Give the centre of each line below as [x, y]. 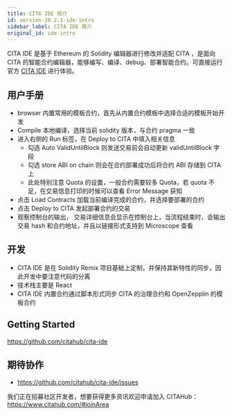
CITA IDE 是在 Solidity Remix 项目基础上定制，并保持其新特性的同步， [116, 267]
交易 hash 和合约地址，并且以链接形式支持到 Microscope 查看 [105, 226]
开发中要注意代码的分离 [57, 276]
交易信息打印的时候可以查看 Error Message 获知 [114, 191]
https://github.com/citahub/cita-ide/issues [78, 382]
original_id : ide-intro [42, 33]
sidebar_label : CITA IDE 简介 [50, 26]
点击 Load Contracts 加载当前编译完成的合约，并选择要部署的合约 [110, 200]
